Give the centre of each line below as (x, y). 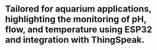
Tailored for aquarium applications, (78, 9)
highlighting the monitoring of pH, (76, 19)
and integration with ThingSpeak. (75, 40)
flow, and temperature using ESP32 (79, 30)
